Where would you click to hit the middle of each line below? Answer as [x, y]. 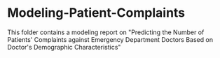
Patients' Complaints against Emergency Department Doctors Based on [110, 39]
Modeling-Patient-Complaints [96, 13]
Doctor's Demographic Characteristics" [64, 47]
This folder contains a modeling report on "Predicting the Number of [106, 32]
